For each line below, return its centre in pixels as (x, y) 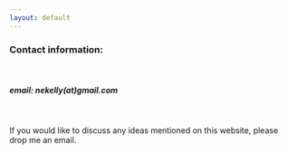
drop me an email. (43, 140)
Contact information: (57, 49)
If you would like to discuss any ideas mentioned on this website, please (144, 130)
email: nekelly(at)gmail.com (64, 90)
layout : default (40, 18)
